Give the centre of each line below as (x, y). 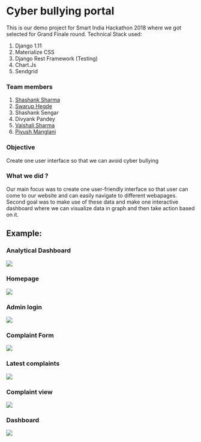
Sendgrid (26, 71)
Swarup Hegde (34, 106)
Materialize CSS (35, 52)
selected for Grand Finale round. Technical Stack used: (74, 34)
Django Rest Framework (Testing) (56, 58)
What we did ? (27, 176)
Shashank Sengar (37, 113)
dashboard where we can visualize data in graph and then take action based (100, 208)
